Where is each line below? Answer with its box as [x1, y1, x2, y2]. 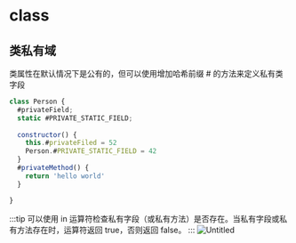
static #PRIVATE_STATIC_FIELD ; [17, 113, 133, 123]
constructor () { [17, 130, 77, 139]
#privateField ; [17, 105, 74, 114]
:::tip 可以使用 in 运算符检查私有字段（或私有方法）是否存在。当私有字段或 [9, 213, 280, 223]
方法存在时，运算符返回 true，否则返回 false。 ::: [16, 224, 196, 235]
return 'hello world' [25, 171, 105, 181]
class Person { [9, 97, 66, 106]
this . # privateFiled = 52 [25, 139, 117, 148]
